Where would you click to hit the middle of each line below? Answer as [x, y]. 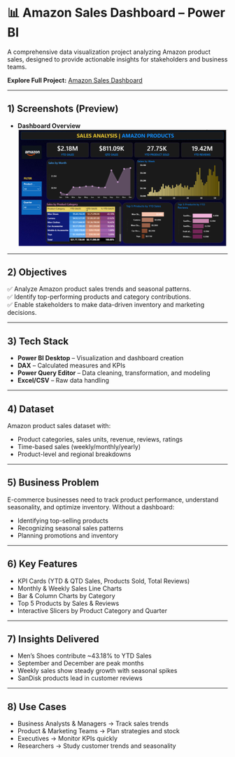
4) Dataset [31, 409]
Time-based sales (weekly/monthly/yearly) [79, 447]
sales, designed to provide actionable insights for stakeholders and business [117, 59]
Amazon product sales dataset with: [59, 426]
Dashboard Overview [49, 125]
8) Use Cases [37, 707]
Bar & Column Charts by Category [66, 595]
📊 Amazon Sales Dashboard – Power [116, 13]
